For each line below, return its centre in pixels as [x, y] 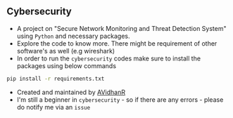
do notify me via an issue [53, 107]
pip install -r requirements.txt [56, 79]
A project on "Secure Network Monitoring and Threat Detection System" [121, 28]
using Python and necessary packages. [74, 36]
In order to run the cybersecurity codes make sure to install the [109, 58]
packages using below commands [67, 65]
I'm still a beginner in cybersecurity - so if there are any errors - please [120, 99]
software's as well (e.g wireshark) [66, 51]
